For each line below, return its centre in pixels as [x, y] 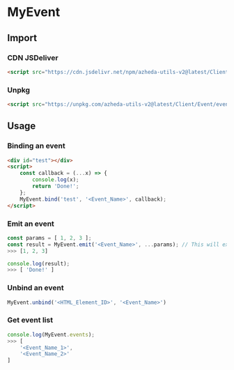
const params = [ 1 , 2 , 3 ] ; [49, 238]
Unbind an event [36, 288]
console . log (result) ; [39, 263]
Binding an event [37, 146]
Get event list [30, 320]
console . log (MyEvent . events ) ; [51, 334]
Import [22, 38]
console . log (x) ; [56, 180]
